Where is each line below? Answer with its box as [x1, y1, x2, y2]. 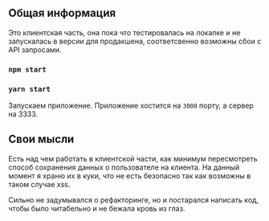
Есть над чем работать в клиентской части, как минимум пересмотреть [8, 153, 258, 163]
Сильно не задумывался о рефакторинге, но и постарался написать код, [8, 194, 259, 204]
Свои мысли [8, 133, 75, 146]
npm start [8, 64, 47, 74]
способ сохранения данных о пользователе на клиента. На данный [8, 162, 239, 172]
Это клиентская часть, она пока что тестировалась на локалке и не [8, 27, 241, 37]
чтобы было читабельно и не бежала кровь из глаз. [8, 203, 185, 213]
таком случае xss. [8, 179, 71, 189]
